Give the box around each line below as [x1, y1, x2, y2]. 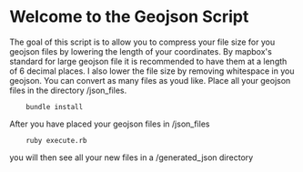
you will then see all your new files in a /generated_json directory [9, 152, 254, 163]
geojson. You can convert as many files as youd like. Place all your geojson [9, 75, 291, 86]
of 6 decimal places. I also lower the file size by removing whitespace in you [9, 66, 295, 76]
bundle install [25, 102, 84, 111]
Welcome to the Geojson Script [9, 6, 249, 27]
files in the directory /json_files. [9, 85, 127, 96]
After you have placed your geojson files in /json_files [9, 118, 210, 129]
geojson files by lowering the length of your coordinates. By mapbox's [9, 46, 273, 56]
